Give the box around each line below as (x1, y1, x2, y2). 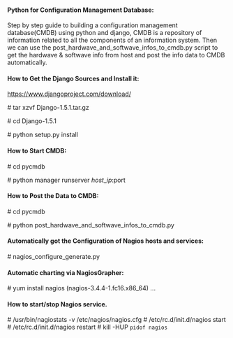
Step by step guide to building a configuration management (7, 21, 178, 29)
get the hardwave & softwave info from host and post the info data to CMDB (7, 51, 225, 59)
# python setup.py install (7, 130, 79, 139)
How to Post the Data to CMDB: (7, 192, 99, 200)
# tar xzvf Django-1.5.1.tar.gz (7, 104, 89, 112)
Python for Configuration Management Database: (7, 6, 154, 14)
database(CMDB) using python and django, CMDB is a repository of (7, 29, 202, 37)
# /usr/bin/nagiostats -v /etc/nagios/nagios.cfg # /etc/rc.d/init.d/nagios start (7, 316, 227, 324)
